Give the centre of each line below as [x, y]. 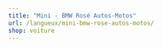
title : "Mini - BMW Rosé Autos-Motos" [72, 16]
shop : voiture [32, 30]
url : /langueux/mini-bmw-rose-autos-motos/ [81, 23]
